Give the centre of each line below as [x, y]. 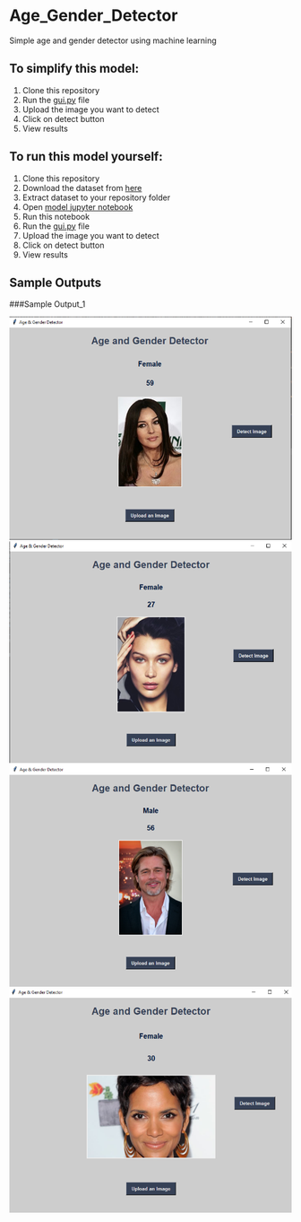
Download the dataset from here [82, 188]
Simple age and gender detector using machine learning [113, 40]
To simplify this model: [74, 69]
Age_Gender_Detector [94, 16]
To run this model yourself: [86, 157]
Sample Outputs [56, 282]
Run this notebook [56, 216]
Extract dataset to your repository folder [96, 197]
